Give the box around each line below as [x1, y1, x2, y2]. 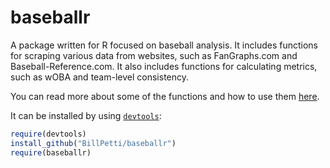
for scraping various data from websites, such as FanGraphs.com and [10, 49, 298, 61]
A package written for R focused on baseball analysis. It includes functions [10, 39, 318, 51]
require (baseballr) [10, 147, 92, 158]
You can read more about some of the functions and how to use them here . [10, 90, 320, 102]
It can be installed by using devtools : [10, 109, 162, 121]
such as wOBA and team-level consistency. [10, 71, 190, 83]
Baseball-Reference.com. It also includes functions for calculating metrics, [10, 60, 318, 72]
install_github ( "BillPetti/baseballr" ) [10, 138, 177, 148]
